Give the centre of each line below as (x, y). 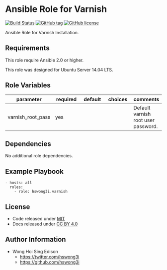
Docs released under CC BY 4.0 (45, 224)
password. (146, 126)
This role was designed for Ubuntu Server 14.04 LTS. (59, 69)
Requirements (27, 48)
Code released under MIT (39, 219)
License (18, 207)
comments (146, 99)
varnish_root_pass (29, 117)
